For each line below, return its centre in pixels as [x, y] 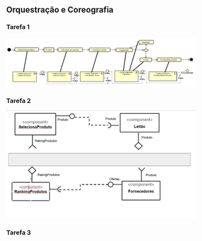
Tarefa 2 [19, 101]
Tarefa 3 [19, 233]
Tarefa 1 [18, 27]
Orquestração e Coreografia [60, 10]
